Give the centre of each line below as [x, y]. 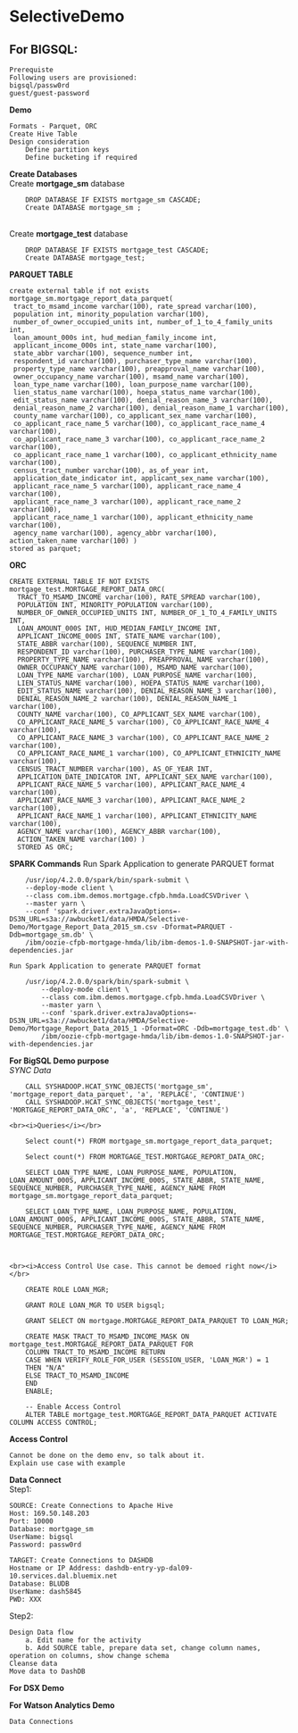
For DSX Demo [37, 1688]
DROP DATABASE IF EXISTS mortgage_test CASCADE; [117, 250]
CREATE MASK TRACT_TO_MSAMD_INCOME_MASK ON [108, 1337]
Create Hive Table [43, 134]
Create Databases [43, 174]
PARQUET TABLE [41, 275]
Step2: [21, 1616]
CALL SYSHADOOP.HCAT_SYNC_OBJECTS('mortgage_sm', [120, 1087]
